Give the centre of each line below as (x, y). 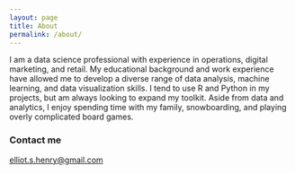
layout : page (34, 17)
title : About (34, 26)
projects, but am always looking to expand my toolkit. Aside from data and (147, 98)
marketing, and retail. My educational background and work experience (142, 69)
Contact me (36, 140)
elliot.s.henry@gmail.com (56, 160)
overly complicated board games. (72, 117)
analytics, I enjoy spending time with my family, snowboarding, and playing (148, 108)
